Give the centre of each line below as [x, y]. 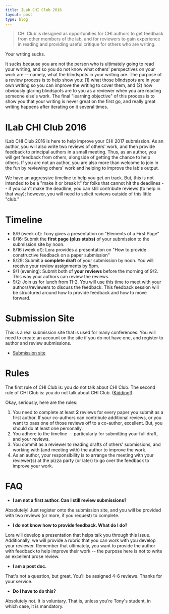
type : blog [17, 19]
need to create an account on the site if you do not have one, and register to [84, 338]
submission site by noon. [38, 244]
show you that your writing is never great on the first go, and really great [80, 101]
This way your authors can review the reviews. [61, 277]
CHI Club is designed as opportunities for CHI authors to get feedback [91, 34]
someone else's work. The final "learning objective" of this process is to [80, 96]
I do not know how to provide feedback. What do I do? [70, 525]
